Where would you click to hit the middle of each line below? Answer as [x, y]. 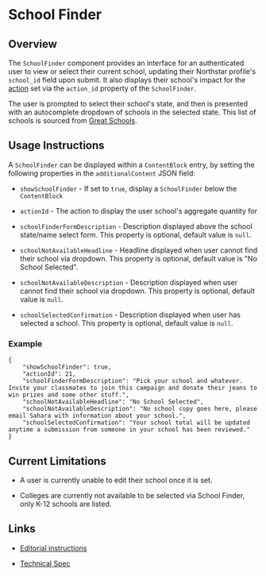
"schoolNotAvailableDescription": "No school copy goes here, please [140, 409]
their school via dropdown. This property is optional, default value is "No [139, 258]
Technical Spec [45, 563]
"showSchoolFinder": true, [67, 367]
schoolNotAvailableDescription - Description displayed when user [129, 282]
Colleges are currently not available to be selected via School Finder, [132, 495]
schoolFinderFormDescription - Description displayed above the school [136, 226]
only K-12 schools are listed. [66, 504]
